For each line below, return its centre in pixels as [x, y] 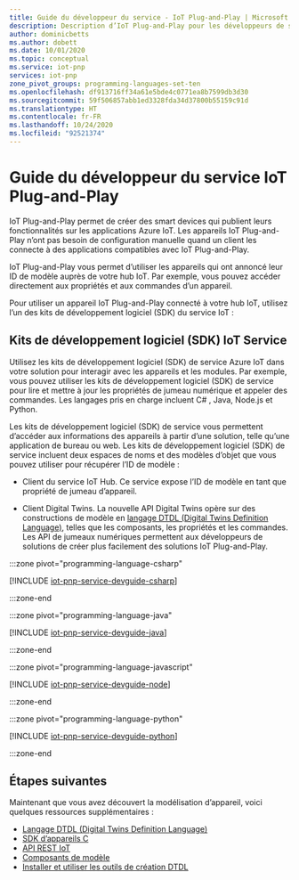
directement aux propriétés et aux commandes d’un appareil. [121, 285]
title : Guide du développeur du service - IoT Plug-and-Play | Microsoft [149, 17]
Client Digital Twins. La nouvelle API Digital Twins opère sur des [139, 508]
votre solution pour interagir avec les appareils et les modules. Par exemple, [148, 371]
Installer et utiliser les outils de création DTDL [105, 867]
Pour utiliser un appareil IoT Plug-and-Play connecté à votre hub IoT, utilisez [149, 303]
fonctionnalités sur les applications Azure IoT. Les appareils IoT [125, 230]
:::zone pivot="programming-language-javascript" [101, 667]
